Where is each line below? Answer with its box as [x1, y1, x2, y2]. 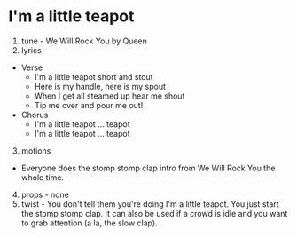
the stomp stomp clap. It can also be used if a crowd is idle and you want [20, 208, 288, 218]
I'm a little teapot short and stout [34, 71, 153, 82]
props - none [20, 189, 70, 200]
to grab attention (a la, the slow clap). [20, 217, 158, 228]
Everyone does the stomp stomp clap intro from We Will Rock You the [20, 162, 276, 173]
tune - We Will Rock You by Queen [20, 36, 148, 46]
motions [20, 145, 51, 156]
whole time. [20, 171, 64, 183]
